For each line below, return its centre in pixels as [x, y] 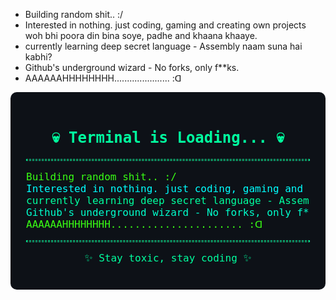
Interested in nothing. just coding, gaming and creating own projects [165, 25]
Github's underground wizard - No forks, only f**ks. [132, 67]
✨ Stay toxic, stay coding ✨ [168, 257]
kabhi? [38, 57]
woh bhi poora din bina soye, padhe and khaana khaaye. [141, 35]
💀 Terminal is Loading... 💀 [168, 137]
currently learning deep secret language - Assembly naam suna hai [163, 46]
